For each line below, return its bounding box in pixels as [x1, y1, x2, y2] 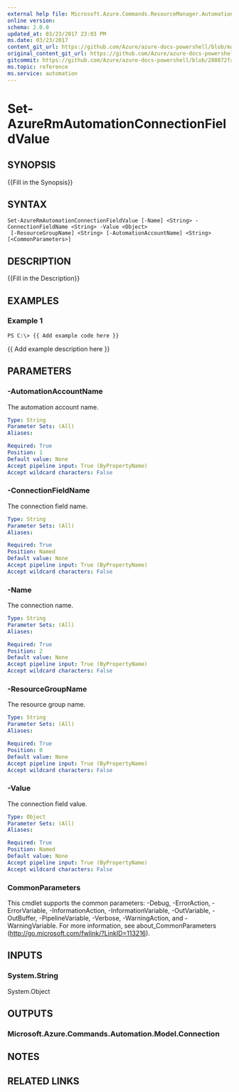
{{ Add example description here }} [7, 344, 110, 353]
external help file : [7, 10, 69, 18]
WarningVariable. [7, 921, 58, 930]
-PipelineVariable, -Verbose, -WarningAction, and [38, 914, 184, 922]
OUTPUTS [7, 1007, 53, 1020]
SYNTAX [7, 198, 48, 210]
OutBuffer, [7, 914, 38, 922]
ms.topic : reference [7, 63, 69, 70]
